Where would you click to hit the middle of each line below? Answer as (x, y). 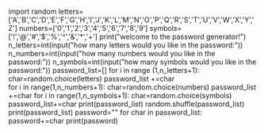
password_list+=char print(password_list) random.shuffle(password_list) (126, 104)
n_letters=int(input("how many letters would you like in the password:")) (126, 45)
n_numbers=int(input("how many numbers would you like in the (112, 53)
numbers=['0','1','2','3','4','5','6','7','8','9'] (84, 28)
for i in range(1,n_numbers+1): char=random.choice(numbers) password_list (132, 87)
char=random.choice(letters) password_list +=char (92, 79)
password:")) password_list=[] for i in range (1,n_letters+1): (104, 70)
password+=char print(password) (63, 121)
